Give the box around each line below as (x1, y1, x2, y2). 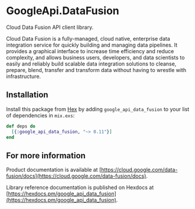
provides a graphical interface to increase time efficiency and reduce (6, 47, 174, 54)
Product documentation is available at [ (6, 166, 102, 174)
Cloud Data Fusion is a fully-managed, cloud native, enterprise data (6, 35, 170, 42)
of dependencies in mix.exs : (6, 112, 75, 119)
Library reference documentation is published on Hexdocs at (6, 184, 154, 191)
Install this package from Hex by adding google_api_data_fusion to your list (6, 105, 190, 113)
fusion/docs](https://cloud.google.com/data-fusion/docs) (6, 172, 147, 179)
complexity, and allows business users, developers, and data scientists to (6, 54, 185, 61)
